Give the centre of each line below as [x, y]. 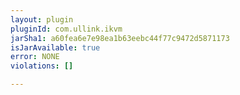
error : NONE [35, 57]
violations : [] [42, 66]
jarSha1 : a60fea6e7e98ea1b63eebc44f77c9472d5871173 [120, 38]
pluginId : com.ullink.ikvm [66, 29]
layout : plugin [42, 19]
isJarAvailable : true [55, 47]
